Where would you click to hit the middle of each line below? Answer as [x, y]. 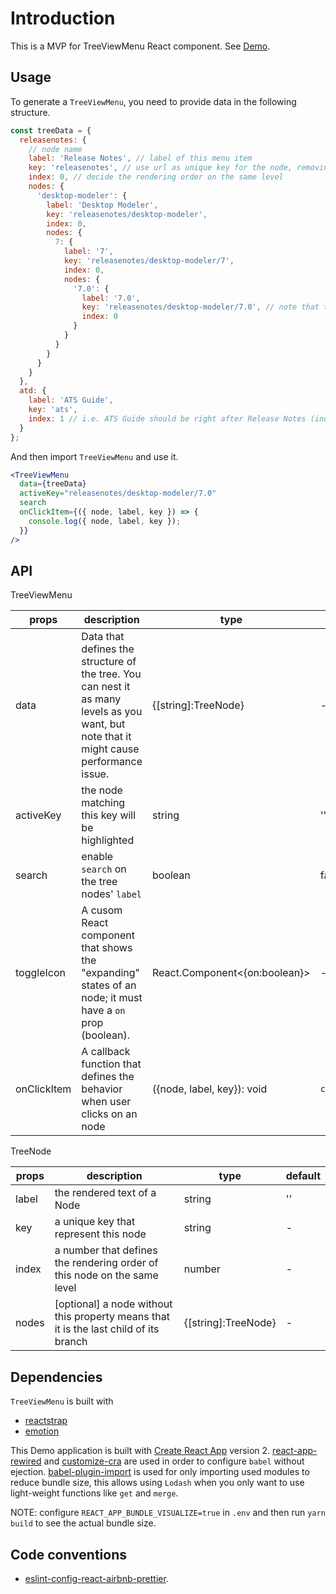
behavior [102, 1089]
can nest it [106, 687]
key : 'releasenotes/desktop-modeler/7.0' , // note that [200, 307]
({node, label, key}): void [210, 1089]
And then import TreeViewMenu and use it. [94, 456]
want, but [103, 724]
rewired [26, 1461]
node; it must [112, 998]
